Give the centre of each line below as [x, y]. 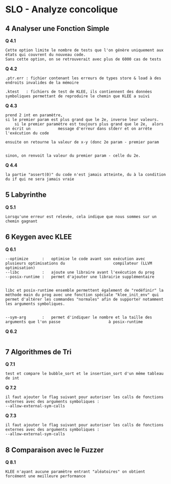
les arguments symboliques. [35, 304]
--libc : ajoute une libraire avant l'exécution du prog [80, 272]
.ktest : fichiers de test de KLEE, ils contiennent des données [79, 92]
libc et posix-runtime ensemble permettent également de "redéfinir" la [84, 290]
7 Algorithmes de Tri [38, 352]
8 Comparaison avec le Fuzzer [55, 450]
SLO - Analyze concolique [62, 10]
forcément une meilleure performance [46, 476]
